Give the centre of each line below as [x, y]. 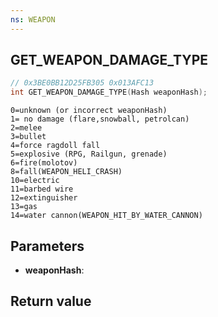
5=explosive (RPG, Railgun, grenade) [89, 154]
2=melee [26, 128]
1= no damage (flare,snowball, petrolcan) [100, 119]
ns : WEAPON [33, 19]
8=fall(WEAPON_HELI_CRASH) [66, 172]
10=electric [35, 181]
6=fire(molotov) [44, 163]
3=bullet [28, 137]
